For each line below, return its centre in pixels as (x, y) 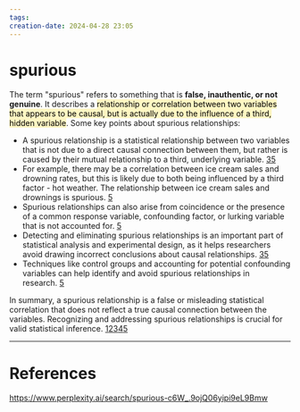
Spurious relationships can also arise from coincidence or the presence (154, 207)
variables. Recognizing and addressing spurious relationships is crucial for (146, 319)
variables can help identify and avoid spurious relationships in (136, 273)
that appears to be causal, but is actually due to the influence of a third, (141, 114)
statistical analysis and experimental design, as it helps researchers (146, 245)
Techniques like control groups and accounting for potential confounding (156, 264)
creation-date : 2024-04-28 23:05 (71, 26)
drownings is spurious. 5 (67, 198)
